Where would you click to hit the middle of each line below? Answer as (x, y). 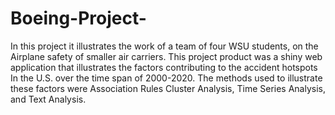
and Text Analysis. (48, 99)
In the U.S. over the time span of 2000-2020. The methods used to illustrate (166, 78)
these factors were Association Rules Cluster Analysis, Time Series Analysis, (168, 88)
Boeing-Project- (78, 18)
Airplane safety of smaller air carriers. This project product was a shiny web (166, 56)
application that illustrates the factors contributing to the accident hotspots (164, 67)
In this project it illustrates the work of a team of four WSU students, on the (164, 46)
